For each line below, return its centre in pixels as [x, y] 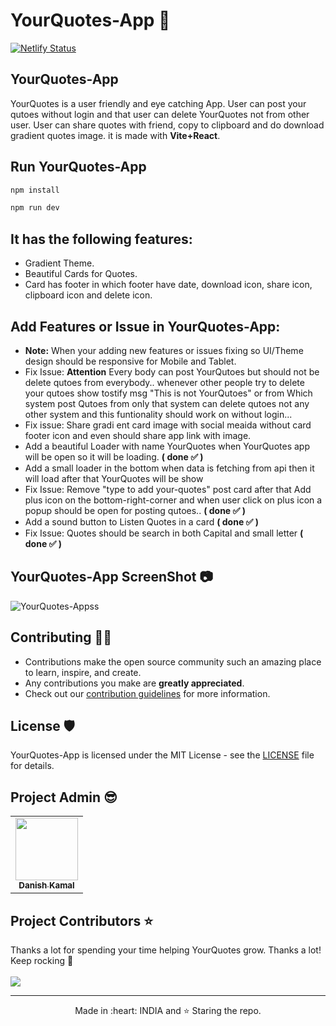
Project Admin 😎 [64, 797]
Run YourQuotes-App [78, 167]
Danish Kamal [46, 885]
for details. [32, 766]
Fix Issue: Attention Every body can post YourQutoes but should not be [172, 371]
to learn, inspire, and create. [83, 672]
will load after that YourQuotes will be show [114, 478]
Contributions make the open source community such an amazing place [173, 661]
